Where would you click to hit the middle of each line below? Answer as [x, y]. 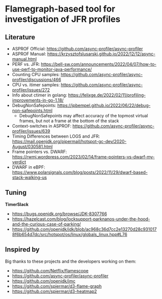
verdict [19, 162]
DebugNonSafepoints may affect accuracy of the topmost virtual [84, 116]
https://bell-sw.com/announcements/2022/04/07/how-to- [99, 64]
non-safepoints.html [32, 110]
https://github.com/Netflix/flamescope [50, 270]
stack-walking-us [29, 177]
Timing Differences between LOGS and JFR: [56, 136]
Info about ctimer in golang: [39, 95]
